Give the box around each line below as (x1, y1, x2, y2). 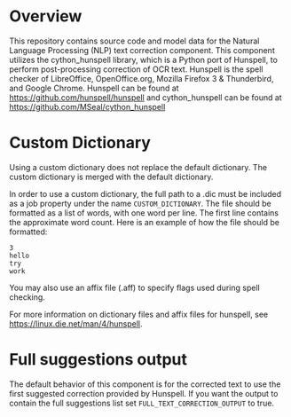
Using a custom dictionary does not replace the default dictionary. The (9, 161, 268, 172)
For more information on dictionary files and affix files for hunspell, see (9, 309, 269, 319)
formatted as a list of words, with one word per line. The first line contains (9, 207, 279, 218)
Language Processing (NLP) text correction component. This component (9, 44, 275, 55)
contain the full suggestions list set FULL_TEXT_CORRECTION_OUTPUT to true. (9, 397, 275, 408)
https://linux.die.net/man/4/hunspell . (9, 318, 144, 329)
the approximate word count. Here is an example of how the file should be (9, 216, 279, 227)
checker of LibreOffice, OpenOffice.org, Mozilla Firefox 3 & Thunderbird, (9, 73, 274, 83)
